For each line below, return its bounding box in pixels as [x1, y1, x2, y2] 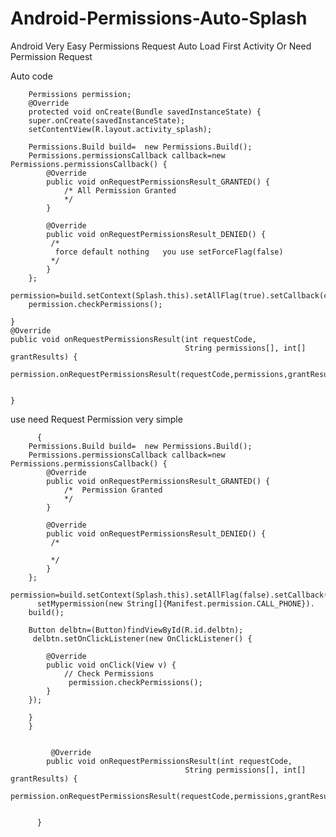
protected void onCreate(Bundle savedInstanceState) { [28, 107, 262, 117]
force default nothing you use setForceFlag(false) [54, 247, 284, 257]
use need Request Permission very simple [10, 413, 183, 425]
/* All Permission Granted [63, 185, 177, 196]
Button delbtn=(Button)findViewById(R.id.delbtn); [28, 625, 244, 635]
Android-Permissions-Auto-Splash [10, 7, 308, 30]
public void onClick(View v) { [46, 660, 177, 670]
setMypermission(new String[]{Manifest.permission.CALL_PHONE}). [36, 598, 315, 609]
